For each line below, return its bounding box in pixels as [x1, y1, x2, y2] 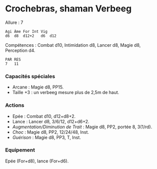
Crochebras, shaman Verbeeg [5, 3, 132, 14]
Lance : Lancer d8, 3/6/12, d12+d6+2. [12, 118, 89, 124]
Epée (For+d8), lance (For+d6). [5, 158, 69, 164]
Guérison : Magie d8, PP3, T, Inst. [12, 134, 81, 140]
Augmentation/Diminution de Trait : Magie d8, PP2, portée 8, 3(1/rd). [12, 124, 153, 130]
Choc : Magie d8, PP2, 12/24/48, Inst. [12, 129, 89, 135]
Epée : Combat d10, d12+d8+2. [12, 113, 76, 119]
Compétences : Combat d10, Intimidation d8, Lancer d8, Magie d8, [5, 42, 141, 48]
